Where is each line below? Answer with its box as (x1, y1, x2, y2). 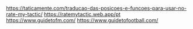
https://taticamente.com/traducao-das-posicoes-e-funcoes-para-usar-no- (6, 5, 187, 11)
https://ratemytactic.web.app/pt (43, 11, 121, 18)
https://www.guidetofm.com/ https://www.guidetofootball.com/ (6, 17, 158, 23)
